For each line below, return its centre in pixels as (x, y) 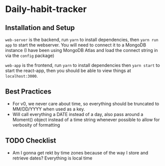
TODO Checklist (31, 141)
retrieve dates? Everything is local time (52, 158)
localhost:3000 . (22, 76)
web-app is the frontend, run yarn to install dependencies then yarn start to (82, 65)
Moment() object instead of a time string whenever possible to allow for (86, 119)
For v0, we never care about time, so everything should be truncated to (86, 103)
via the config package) (30, 55)
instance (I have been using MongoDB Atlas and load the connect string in (82, 50)
